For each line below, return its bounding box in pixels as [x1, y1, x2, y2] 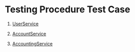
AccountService [12, 30, 47, 37]
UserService [12, 21, 39, 27]
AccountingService [12, 40, 53, 47]
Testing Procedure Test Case [5, 4, 130, 15]
